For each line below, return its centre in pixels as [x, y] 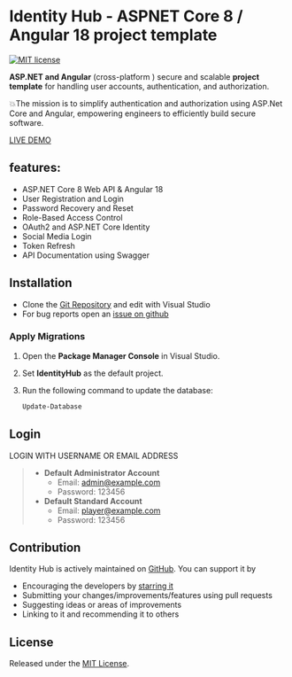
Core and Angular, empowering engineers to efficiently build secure [133, 113]
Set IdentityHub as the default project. [92, 373]
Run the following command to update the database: [118, 390]
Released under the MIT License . [69, 664]
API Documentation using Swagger [86, 255]
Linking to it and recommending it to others [100, 614]
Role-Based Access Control [72, 217]
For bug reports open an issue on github [96, 314]
